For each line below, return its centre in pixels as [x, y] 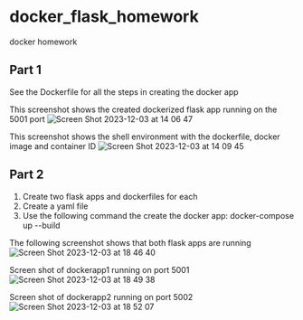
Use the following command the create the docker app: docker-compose [158, 215]
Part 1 [26, 70]
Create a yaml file [55, 206]
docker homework [43, 42]
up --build [41, 225]
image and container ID [53, 146]
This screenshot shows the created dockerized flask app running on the [143, 109]
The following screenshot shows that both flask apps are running [130, 242]
